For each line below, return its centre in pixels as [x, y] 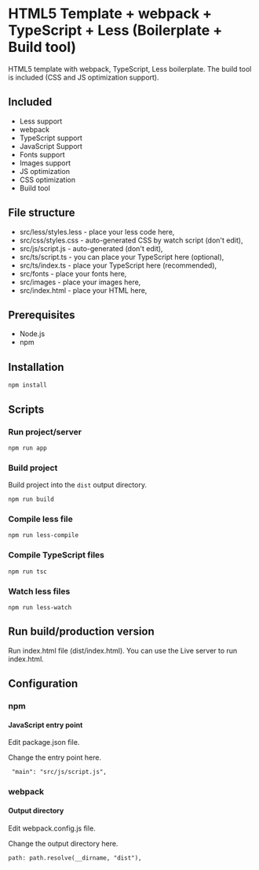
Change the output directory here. [63, 843]
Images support [45, 163]
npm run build [31, 500]
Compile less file [40, 519]
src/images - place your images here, [80, 282]
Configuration [43, 684]
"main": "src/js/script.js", [59, 772]
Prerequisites [42, 315]
